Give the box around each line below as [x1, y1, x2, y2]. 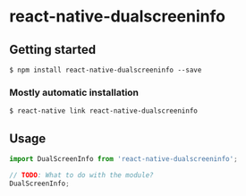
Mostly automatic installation [9, 86, 140, 98]
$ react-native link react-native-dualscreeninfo [9, 107, 199, 115]
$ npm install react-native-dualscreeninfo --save [9, 65, 202, 74]
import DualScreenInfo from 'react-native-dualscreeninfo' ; [9, 155, 239, 164]
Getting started [9, 42, 97, 57]
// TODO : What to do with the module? [9, 170, 154, 180]
